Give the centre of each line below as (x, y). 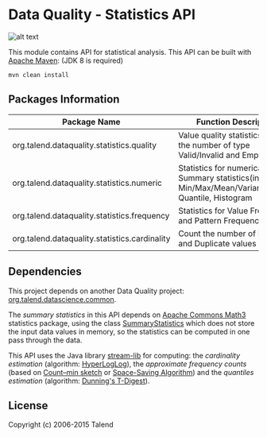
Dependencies (45, 272)
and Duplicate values (217, 243)
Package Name (91, 122)
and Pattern (200, 220)
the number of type (214, 145)
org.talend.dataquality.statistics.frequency (91, 215)
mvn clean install (39, 75)
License (28, 406)
